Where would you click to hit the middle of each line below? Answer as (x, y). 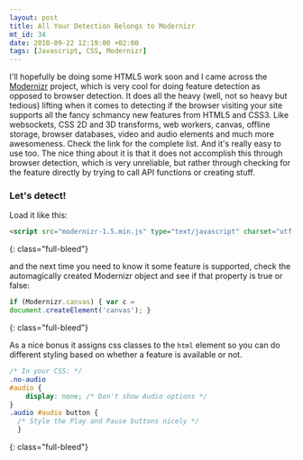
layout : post (34, 18)
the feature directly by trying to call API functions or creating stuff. (132, 173)
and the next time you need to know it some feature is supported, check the (150, 266)
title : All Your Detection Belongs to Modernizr (102, 26)
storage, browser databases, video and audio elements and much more (142, 134)
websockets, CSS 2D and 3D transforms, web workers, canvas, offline (140, 125)
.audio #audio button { (54, 413)
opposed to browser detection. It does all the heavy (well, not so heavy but (148, 96)
